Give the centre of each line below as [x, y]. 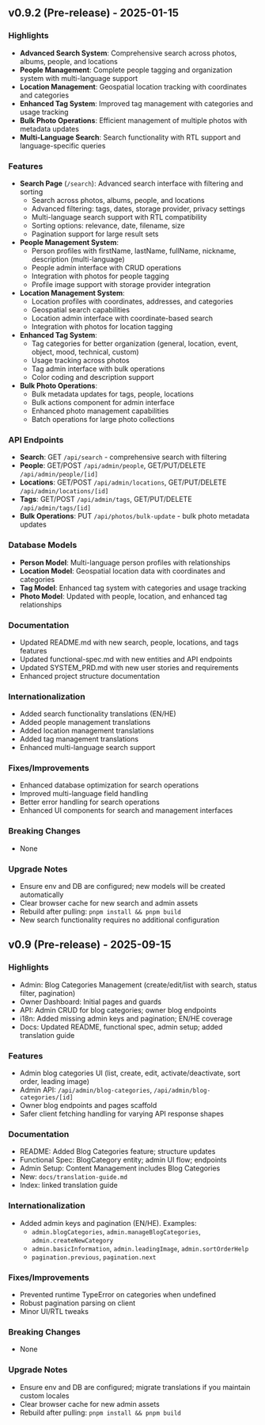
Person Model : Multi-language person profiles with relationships [125, 562]
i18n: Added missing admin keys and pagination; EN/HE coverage [126, 1018]
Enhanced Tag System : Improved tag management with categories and [136, 103]
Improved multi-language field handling [84, 794]
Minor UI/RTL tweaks [54, 1311]
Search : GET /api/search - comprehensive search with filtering [123, 457]
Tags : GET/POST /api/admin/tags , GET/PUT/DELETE [106, 500]
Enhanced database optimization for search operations [109, 785]
